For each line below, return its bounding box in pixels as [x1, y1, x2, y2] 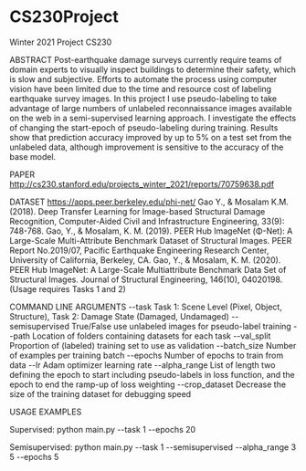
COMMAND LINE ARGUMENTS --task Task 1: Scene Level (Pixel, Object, [9, 301, 283, 312]
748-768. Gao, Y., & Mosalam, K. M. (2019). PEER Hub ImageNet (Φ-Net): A [9, 225, 293, 236]
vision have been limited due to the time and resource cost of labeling [9, 83, 272, 94]
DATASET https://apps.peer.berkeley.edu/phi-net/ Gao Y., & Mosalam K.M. [9, 196, 290, 207]
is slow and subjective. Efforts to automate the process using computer [9, 73, 278, 84]
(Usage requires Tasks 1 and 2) [9, 283, 126, 294]
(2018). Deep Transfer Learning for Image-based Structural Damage [9, 205, 266, 216]
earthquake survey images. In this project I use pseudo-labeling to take [9, 93, 278, 104]
